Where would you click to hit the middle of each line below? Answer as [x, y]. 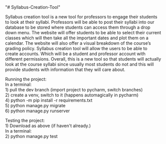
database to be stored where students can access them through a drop [78, 27]
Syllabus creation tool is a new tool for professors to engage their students [81, 17]
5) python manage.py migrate [35, 106]
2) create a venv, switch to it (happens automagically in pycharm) [72, 95]
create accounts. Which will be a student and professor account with [75, 54]
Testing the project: [25, 120]
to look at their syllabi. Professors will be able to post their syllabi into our [80, 22]
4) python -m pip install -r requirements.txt [49, 100]
